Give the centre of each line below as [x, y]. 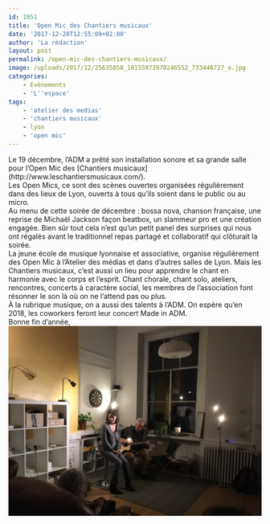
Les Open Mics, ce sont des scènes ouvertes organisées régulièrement [126, 185]
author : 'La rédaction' [48, 43]
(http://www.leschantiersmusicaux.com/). [77, 176]
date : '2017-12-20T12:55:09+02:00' [68, 34]
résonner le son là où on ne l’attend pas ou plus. [88, 296]
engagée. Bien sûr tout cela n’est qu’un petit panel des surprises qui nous [130, 227]
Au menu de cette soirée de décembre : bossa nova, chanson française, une [135, 211]
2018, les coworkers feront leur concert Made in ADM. [98, 313]
